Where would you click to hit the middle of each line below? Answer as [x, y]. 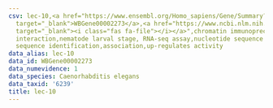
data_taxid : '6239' [41, 84]
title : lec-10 [32, 91]
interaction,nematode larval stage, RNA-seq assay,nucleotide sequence [140, 39]
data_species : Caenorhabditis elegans [74, 76]
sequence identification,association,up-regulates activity [119, 46]
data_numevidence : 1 [43, 69]
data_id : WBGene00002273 [50, 62]
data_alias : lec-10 [41, 54]
